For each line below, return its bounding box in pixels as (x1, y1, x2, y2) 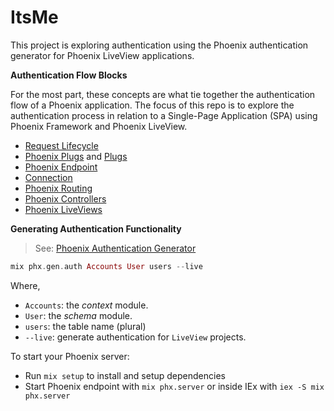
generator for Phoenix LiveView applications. (10, 49, 195, 61)
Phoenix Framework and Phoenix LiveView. (10, 120, 188, 132)
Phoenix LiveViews (24, 203, 103, 215)
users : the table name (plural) (24, 320, 147, 332)
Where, (10, 279, 41, 291)
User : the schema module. (24, 309, 133, 321)
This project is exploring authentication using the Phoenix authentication (10, 39, 309, 51)
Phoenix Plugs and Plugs (24, 150, 128, 162)
